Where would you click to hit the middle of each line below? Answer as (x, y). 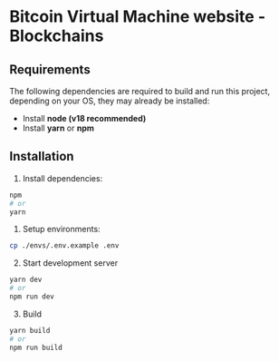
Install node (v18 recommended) (84, 118)
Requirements (50, 69)
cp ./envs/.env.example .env (64, 246)
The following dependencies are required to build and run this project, (139, 91)
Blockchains (57, 36)
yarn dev (26, 280)
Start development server (70, 263)
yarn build (30, 330)
